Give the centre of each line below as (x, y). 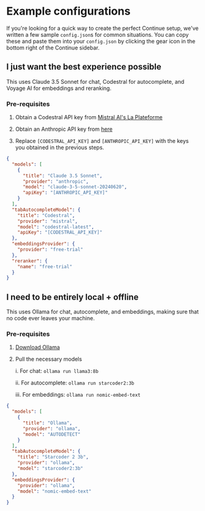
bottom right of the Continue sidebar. (53, 48)
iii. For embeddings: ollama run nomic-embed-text (78, 395)
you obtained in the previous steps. (60, 147)
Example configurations (69, 11)
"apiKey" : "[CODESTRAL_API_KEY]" (60, 233)
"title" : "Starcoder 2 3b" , (53, 457)
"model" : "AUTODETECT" (51, 434)
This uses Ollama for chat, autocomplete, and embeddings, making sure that (102, 312)
